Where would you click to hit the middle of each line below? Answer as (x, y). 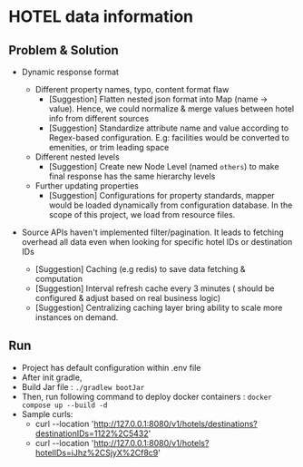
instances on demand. (77, 317)
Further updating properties (87, 186)
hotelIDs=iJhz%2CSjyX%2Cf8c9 (97, 452)
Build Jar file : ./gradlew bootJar (83, 386)
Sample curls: (47, 413)
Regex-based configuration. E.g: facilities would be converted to (169, 137)
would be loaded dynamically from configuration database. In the (171, 205)
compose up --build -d (64, 405)
